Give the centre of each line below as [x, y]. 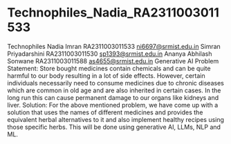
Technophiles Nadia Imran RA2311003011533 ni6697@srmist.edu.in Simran [114, 46]
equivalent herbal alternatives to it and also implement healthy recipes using [116, 119]
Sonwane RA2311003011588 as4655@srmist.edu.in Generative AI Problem [113, 61]
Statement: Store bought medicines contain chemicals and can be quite [109, 68]
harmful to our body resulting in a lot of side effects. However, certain [106, 75]
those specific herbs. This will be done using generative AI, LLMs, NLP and [114, 127]
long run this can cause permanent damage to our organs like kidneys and [113, 97]
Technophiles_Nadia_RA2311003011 [113, 13]
